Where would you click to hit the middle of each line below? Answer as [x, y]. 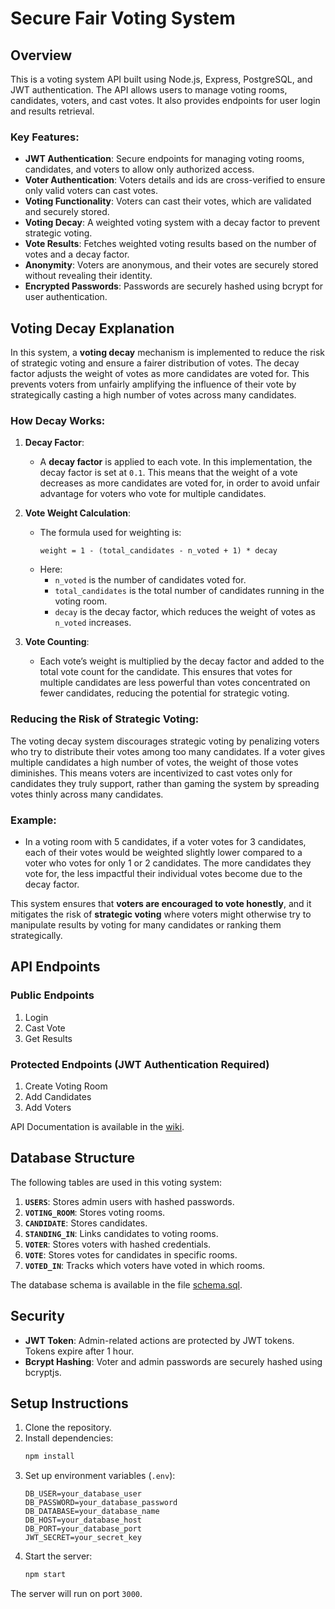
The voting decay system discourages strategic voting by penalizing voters [165, 741]
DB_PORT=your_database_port [83, 1529]
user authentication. [66, 297]
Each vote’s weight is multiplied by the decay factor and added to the [182, 661]
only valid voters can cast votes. [91, 191]
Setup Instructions [69, 1403]
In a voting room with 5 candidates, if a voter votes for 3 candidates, [165, 841]
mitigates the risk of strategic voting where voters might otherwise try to [161, 914]
